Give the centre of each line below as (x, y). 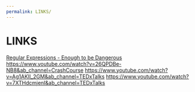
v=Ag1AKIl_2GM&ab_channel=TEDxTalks (55, 76)
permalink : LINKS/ (29, 12)
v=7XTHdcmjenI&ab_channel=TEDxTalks (56, 83)
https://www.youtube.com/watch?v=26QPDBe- (64, 64)
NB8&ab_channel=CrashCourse (45, 70)
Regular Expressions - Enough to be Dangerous (64, 58)
